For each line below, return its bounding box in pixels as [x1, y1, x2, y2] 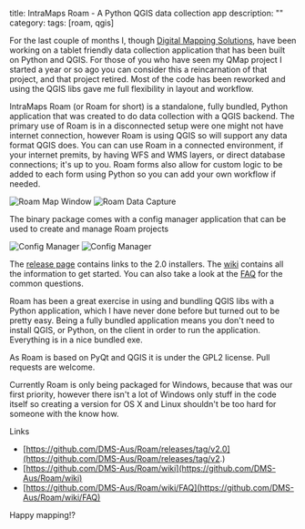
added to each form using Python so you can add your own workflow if [9, 168, 276, 179]
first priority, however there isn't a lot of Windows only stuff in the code [9, 389, 277, 400]
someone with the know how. [9, 409, 119, 419]
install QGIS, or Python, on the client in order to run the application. [9, 325, 261, 335]
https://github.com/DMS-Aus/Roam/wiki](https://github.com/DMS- [25, 463, 276, 473]
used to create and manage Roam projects [9, 223, 169, 234]
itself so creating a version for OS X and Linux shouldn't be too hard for [9, 399, 277, 409]
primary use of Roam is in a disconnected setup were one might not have [9, 120, 284, 131]
